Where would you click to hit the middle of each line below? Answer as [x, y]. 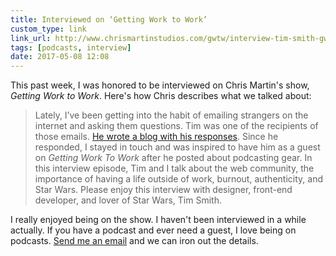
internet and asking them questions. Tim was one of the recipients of [176, 126]
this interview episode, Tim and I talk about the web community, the [174, 168]
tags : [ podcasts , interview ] [71, 47]
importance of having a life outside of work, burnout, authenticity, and [178, 179]
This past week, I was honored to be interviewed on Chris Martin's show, [160, 85]
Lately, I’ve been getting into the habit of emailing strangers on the [171, 115]
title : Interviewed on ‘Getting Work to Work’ [109, 19]
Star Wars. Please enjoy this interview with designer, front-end [163, 190]
